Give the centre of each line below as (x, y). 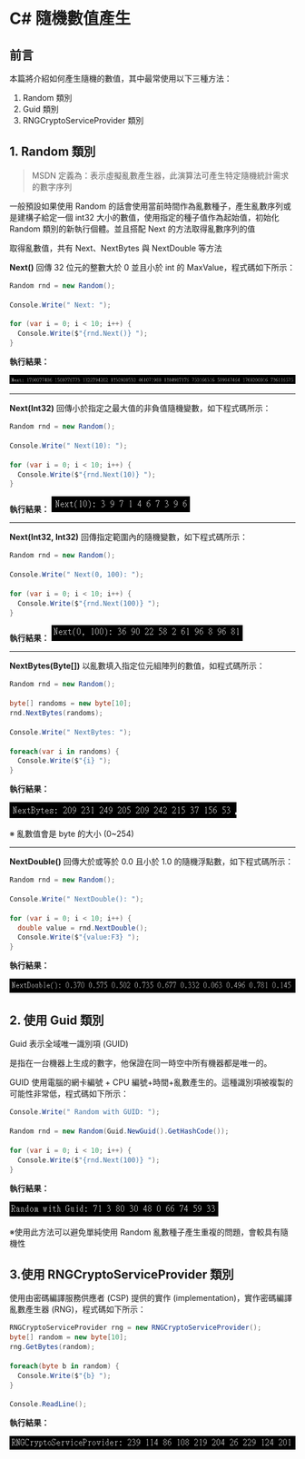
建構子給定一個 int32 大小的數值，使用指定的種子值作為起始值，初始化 (148, 217)
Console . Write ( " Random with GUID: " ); (85, 1112)
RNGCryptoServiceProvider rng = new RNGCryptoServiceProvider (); (135, 1328)
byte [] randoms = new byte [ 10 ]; (70, 704)
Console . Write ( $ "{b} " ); (64, 1375)
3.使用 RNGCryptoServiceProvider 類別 (122, 1274)
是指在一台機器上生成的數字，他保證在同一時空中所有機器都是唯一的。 (141, 1063)
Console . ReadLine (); (49, 1405)
